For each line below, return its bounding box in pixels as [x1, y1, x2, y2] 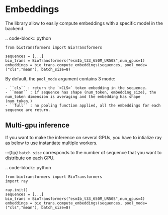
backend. [5, 25, 25, 31]
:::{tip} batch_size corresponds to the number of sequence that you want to [5, 149, 162, 155]
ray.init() [5, 187, 28, 192]
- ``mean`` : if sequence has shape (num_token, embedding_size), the [5, 89, 156, 95]
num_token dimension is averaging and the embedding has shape [5, 94, 141, 99]
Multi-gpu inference [5, 121, 70, 130]
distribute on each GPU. [5, 155, 55, 161]
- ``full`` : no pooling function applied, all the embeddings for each [5, 103, 161, 108]
